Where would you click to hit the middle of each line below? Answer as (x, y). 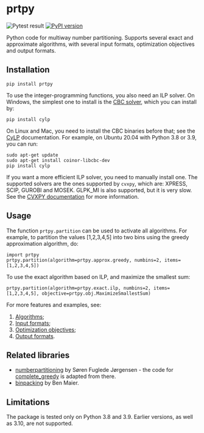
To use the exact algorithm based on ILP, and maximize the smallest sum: (98, 276)
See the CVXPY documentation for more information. (73, 196)
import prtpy (23, 255)
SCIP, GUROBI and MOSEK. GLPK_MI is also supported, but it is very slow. (99, 190)
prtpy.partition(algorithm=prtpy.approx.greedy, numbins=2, (84, 260)
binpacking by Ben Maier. (47, 383)
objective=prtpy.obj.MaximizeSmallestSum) (96, 293)
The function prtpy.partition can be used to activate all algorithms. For (97, 231)
